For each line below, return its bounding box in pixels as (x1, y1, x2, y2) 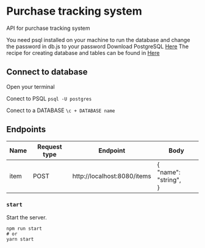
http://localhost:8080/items (72, 172, 151, 180)
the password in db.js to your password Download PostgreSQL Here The (6, 43, 189, 50)
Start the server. (6, 213, 47, 221)
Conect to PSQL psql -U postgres (6, 94, 92, 102)
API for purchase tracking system (6, 24, 90, 32)
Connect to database (6, 67, 88, 77)
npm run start (6, 225, 43, 232)
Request (37, 142, 62, 151)
